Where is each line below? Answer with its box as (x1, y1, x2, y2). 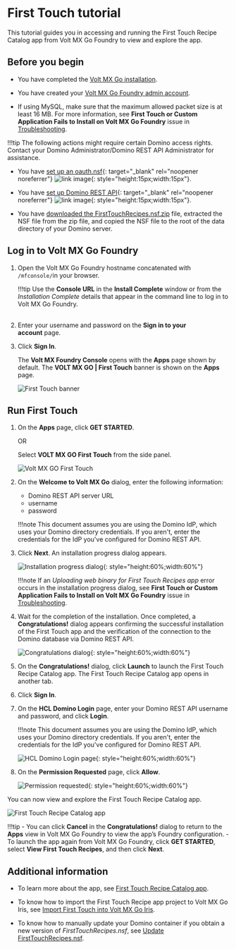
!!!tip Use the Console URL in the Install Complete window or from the (17, 284, 222, 293)
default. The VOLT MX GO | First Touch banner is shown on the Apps (17, 363, 220, 372)
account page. (17, 328, 61, 336)
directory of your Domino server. (17, 224, 113, 233)
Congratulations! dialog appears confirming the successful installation (17, 620, 224, 628)
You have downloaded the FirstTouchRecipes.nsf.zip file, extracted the (17, 209, 223, 218)
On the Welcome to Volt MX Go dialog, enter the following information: (17, 478, 224, 486)
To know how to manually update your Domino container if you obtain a (17, 919, 225, 928)
